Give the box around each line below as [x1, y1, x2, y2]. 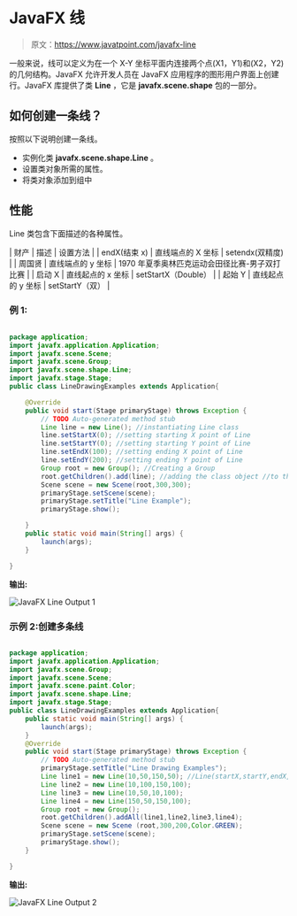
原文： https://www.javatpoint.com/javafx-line [30, 39, 196, 50]
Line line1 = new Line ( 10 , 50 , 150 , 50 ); [41, 772, 184, 781]
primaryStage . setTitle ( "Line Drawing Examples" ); [41, 764, 227, 773]
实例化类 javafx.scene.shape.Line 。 [21, 152, 159, 163]
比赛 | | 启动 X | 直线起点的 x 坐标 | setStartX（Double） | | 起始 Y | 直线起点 [9, 269, 285, 280]
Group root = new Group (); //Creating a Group [41, 464, 216, 473]
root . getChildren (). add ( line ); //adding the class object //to [41, 472, 278, 481]
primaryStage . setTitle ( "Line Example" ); [41, 496, 192, 505]
